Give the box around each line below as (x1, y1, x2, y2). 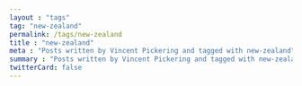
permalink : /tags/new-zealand (9, 30, 123, 39)
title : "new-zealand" (9, 38, 94, 47)
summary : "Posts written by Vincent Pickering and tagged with (9, 55, 255, 64)
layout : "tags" (9, 13, 70, 22)
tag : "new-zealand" (9, 21, 83, 30)
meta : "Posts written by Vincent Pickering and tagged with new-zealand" (9, 47, 296, 56)
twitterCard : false (9, 64, 83, 73)
